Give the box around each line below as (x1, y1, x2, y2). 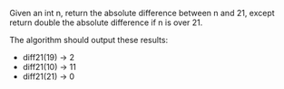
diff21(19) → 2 (22, 52, 75, 62)
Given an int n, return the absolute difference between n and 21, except (9, 8, 275, 18)
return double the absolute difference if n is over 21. (9, 17, 203, 28)
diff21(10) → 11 (22, 62, 77, 72)
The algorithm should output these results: (9, 35, 169, 45)
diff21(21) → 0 (22, 71, 75, 82)
